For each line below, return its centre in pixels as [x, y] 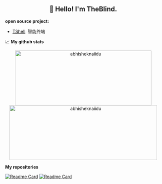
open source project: [27, 21]
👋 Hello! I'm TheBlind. [83, 9]
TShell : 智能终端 [29, 31]
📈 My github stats [25, 42]
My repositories [22, 167]
